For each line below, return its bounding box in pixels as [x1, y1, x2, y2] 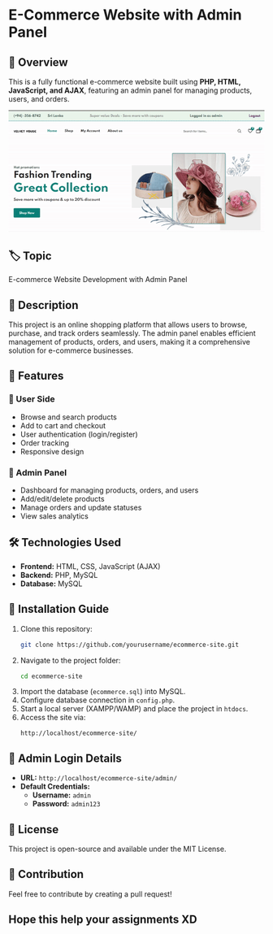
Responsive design [19, 446, 84, 456]
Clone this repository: [19, 623, 93, 633]
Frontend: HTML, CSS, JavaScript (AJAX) [19, 561, 161, 571]
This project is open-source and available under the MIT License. [8, 844, 227, 854]
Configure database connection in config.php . [19, 695, 175, 705]
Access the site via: [19, 713, 86, 723]
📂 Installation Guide [8, 602, 110, 616]
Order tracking [19, 437, 70, 448]
